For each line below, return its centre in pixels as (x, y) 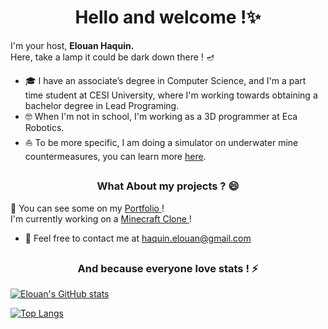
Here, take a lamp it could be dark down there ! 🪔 (112, 57)
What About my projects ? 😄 (168, 186)
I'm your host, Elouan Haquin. (72, 45)
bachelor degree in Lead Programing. (102, 105)
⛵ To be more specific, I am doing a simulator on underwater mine (161, 142)
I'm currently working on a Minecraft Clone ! (101, 218)
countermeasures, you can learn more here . (115, 156)
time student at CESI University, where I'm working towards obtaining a (171, 95)
